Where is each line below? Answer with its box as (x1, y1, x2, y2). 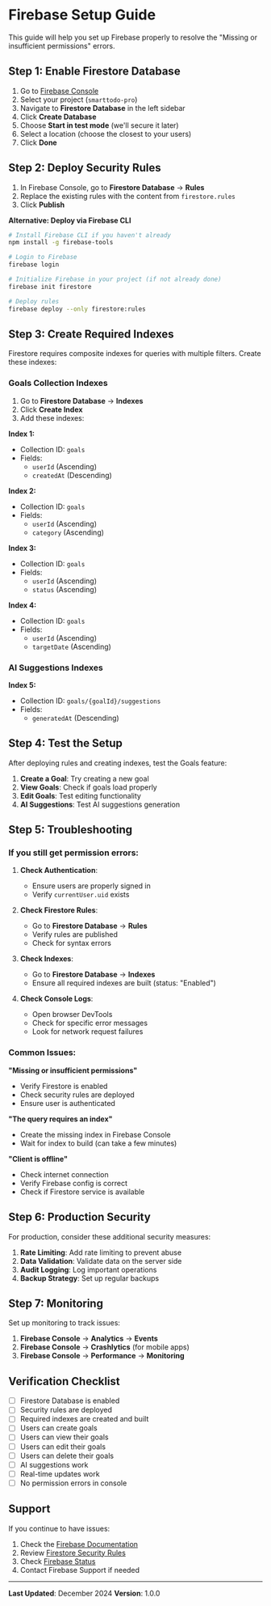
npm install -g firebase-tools (8, 239, 114, 247)
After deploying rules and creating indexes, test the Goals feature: (8, 758, 227, 768)
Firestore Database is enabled (19, 1396, 120, 1405)
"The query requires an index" (8, 1114, 113, 1124)
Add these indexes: (19, 413, 85, 422)
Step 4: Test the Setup (8, 736, 123, 750)
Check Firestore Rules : (19, 905, 98, 915)
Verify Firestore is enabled (19, 1081, 108, 1091)
